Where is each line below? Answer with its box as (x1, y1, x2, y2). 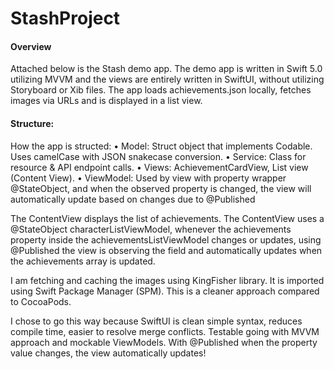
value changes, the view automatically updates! (10, 347, 207, 359)
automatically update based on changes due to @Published (10, 193, 256, 205)
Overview (10, 40, 52, 52)
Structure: (10, 117, 55, 129)
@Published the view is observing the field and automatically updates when (10, 244, 323, 256)
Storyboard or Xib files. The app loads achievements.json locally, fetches (10, 84, 312, 96)
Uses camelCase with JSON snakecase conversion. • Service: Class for (10, 150, 307, 162)
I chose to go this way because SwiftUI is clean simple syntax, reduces (10, 315, 303, 327)
